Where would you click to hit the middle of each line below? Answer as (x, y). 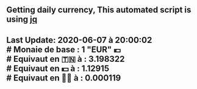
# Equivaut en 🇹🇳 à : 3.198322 (66, 59)
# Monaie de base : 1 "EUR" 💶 (64, 49)
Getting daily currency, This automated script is (99, 10)
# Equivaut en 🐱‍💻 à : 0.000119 (64, 78)
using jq (22, 20)
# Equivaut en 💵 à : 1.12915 (58, 68)
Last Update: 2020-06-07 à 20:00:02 (79, 40)
